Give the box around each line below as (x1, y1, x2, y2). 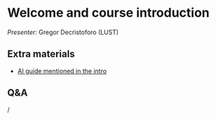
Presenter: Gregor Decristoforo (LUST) (7, 28, 119, 36)
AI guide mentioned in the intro (17, 66, 107, 75)
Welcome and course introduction (7, 5, 210, 21)
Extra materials (7, 48, 75, 60)
